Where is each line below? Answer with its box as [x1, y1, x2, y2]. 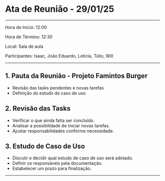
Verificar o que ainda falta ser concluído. [12, 117, 95, 123]
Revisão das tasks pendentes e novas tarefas [12, 85, 104, 90]
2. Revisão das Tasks [5, 104, 71, 113]
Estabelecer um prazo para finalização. [12, 166, 92, 172]
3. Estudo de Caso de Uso [5, 142, 85, 151]
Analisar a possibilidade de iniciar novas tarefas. [12, 122, 110, 128]
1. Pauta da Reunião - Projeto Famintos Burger [5, 72, 148, 80]
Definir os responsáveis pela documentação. [12, 160, 103, 166]
